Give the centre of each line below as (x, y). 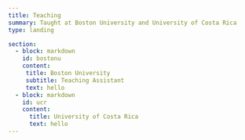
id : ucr (35, 102)
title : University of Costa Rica (84, 117)
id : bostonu (42, 59)
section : (22, 44)
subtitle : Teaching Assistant (75, 80)
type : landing (31, 30)
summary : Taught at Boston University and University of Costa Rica (122, 23)
